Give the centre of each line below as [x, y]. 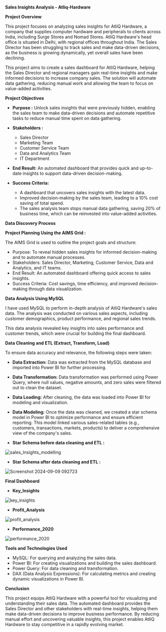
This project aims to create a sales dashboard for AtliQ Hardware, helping [80, 67]
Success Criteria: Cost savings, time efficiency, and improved [75, 284]
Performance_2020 [33, 529]
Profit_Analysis [28, 510]
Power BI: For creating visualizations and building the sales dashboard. [84, 563]
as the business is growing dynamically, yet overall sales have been [74, 53]
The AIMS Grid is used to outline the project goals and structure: [71, 242]
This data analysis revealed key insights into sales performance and [74, 328]
